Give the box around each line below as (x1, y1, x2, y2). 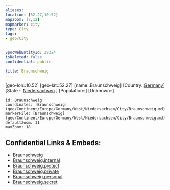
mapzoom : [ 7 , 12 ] (5, 17, 40, 22)
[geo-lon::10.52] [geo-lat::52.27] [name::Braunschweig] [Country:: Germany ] (5, 82, 165, 88)
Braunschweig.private (12, 168, 59, 174)
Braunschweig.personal (12, 174, 63, 180)
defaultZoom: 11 (5, 120, 40, 125)
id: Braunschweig (5, 98, 42, 103)
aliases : (5, 7, 24, 13)
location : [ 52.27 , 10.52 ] (5, 12, 58, 17)
